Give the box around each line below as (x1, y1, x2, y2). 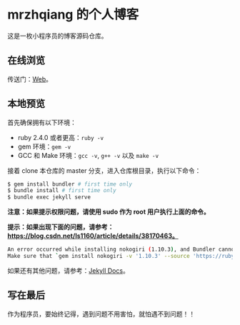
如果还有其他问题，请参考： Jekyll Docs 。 (7, 266, 130, 275)
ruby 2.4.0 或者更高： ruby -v (17, 133, 104, 141)
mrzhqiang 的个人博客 (7, 6, 139, 23)
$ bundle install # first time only (7, 187, 116, 194)
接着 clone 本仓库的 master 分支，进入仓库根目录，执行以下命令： (7, 166, 201, 175)
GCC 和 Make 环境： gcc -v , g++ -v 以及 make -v (17, 151, 159, 159)
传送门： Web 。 (7, 74, 52, 83)
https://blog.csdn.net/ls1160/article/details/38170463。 (7, 231, 179, 240)
